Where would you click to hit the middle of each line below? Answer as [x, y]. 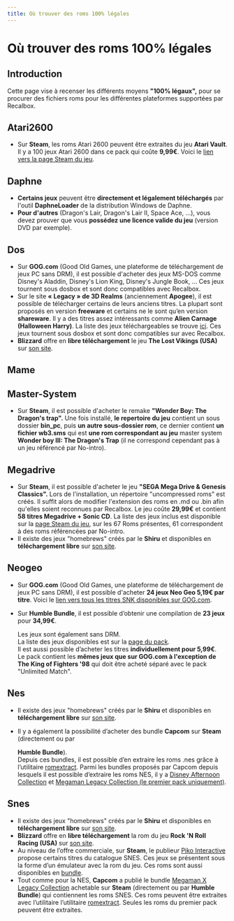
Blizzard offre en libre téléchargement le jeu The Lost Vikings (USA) [117, 341]
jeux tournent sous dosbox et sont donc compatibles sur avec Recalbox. [121, 333]
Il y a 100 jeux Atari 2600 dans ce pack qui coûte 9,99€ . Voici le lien [116, 152]
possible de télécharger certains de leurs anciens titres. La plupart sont [120, 304]
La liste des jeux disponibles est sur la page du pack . [93, 641]
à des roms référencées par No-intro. [71, 531]
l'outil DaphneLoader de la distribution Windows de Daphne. [104, 205]
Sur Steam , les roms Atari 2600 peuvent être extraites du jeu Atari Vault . [122, 145]
